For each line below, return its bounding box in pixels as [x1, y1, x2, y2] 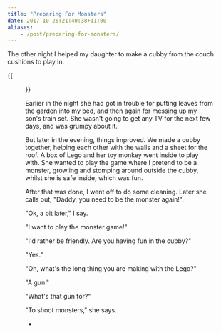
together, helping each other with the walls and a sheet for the [25, 144, 208, 152]
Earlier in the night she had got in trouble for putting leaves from [25, 99, 214, 108]
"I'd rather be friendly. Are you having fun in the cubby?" [25, 237, 192, 245]
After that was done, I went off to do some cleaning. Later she [25, 187, 207, 197]
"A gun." [25, 278, 50, 287]
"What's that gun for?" [25, 292, 91, 301]
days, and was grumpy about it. [25, 122, 118, 131]
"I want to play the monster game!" [25, 223, 128, 232]
